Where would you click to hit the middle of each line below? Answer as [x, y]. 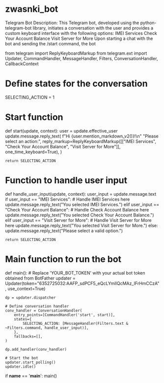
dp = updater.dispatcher [30, 297]
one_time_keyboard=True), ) [34, 152]
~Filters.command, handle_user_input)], [47, 328]
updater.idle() [21, 366]
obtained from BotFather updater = [41, 278]
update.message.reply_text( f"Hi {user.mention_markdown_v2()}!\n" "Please [82, 136]
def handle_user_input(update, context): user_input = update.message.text [81, 194]
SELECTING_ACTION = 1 [30, 97]
